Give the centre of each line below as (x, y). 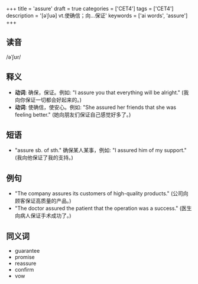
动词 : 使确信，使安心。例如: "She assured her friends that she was (95, 107)
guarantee (27, 251)
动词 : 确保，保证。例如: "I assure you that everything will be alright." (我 (102, 92)
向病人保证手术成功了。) (43, 216)
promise (25, 257)
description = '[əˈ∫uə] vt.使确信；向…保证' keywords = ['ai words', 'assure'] (97, 15)
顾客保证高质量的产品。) (43, 201)
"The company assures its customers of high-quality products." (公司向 (101, 193)
